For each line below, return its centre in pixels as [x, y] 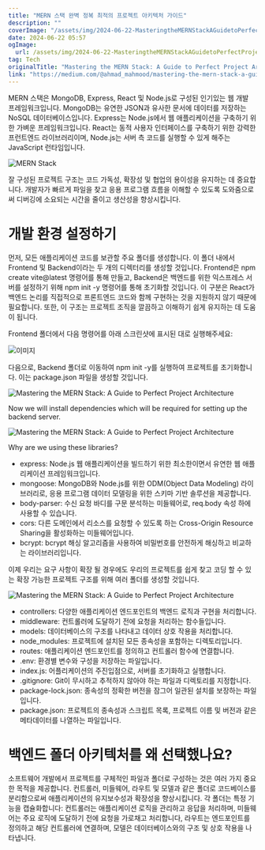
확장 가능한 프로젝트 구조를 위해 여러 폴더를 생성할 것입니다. [108, 579]
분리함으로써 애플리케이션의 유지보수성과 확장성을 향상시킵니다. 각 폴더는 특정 [127, 798]
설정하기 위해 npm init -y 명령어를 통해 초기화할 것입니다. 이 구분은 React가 [138, 287]
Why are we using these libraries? [63, 447]
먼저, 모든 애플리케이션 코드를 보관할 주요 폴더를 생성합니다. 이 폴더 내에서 [121, 257]
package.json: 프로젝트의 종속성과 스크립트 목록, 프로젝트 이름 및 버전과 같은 [138, 710]
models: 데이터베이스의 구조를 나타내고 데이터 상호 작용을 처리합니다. [126, 631]
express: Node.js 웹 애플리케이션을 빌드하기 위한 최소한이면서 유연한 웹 [130, 463]
